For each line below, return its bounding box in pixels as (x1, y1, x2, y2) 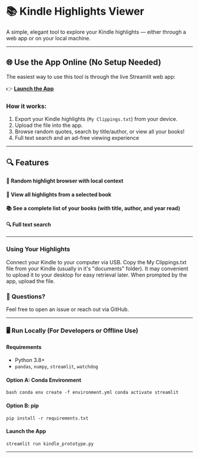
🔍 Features (6, 158, 49, 168)
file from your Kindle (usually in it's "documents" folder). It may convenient (6, 265, 188, 272)
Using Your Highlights (6, 245, 70, 254)
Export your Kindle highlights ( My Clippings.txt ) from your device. (14, 116, 178, 123)
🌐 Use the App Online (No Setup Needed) (6, 57, 162, 68)
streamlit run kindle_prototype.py (6, 441, 94, 447)
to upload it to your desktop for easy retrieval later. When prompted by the (6, 271, 188, 278)
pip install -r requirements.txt (6, 415, 89, 421)
